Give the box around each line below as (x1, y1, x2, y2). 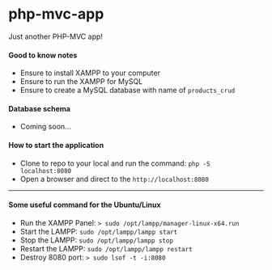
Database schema (8, 103, 71, 113)
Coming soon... (19, 122, 71, 132)
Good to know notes (8, 50, 78, 60)
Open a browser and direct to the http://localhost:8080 (19, 174, 209, 184)
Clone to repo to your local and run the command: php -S (19, 158, 210, 168)
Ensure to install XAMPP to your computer (19, 68, 160, 78)
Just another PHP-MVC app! (8, 32, 104, 41)
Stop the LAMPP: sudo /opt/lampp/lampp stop (19, 235, 174, 245)
